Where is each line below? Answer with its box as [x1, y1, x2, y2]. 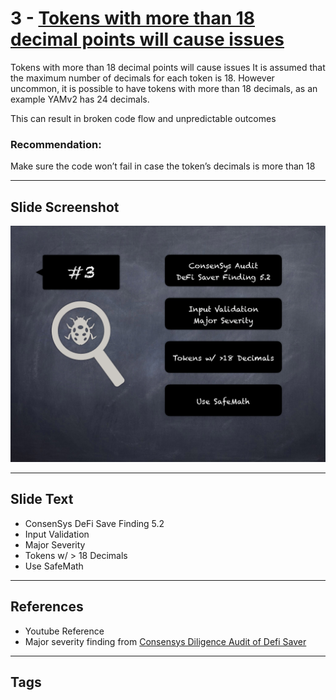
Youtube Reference [24, 625, 105, 637]
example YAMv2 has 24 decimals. [10, 93, 150, 105]
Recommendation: [10, 137, 102, 151]
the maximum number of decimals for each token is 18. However [10, 72, 275, 84]
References [10, 598, 84, 616]
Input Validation [24, 528, 90, 540]
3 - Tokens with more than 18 [10, 7, 256, 30]
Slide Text [10, 491, 74, 508]
